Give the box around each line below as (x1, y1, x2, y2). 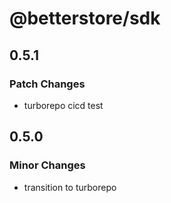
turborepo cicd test (23, 99, 104, 111)
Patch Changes (9, 77, 86, 91)
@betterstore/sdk (9, 7, 161, 30)
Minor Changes (9, 158, 86, 172)
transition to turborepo (23, 181, 117, 193)
